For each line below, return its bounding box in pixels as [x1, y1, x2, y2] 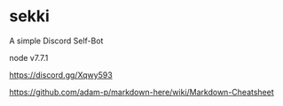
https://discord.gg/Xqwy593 [9, 69, 113, 80]
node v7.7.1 [9, 52, 49, 63]
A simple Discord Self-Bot [9, 35, 104, 46]
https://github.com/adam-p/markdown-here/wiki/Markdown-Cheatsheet [9, 87, 275, 97]
